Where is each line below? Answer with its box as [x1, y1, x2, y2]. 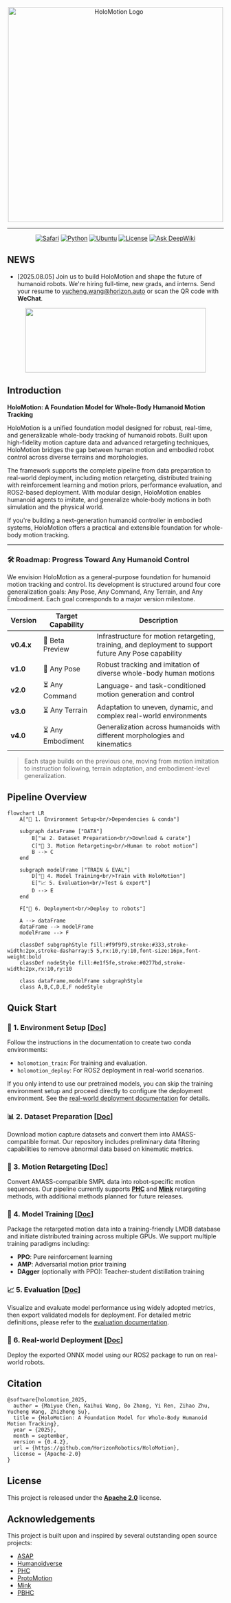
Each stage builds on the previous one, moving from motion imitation [23, 757, 219, 765]
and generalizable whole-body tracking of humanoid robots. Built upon [7, 431, 208, 439]
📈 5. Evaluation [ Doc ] [7, 1285, 81, 1295]
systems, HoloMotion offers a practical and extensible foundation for [7, 523, 201, 532]
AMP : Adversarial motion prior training [16, 1260, 126, 1269]
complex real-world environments [96, 711, 208, 720]
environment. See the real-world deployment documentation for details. [7, 1094, 210, 1103]
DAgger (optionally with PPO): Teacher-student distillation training [16, 1267, 205, 1276]
